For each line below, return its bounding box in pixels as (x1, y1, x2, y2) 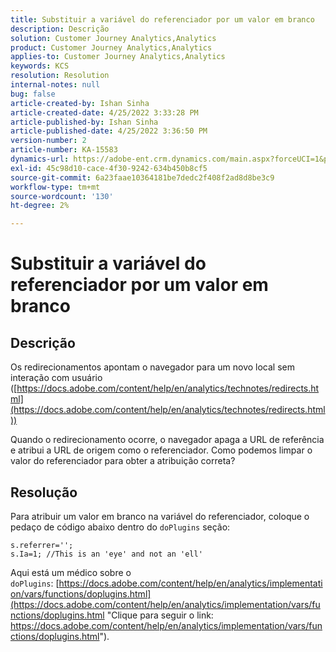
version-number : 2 (10, 136, 87, 146)
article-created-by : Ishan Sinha (10, 98, 150, 108)
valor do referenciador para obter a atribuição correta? (10, 455, 236, 467)
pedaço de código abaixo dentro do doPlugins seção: (10, 521, 231, 533)
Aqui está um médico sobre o (10, 566, 132, 578)
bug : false (10, 89, 56, 99)
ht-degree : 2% (10, 201, 70, 211)
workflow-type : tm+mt (10, 182, 101, 192)
